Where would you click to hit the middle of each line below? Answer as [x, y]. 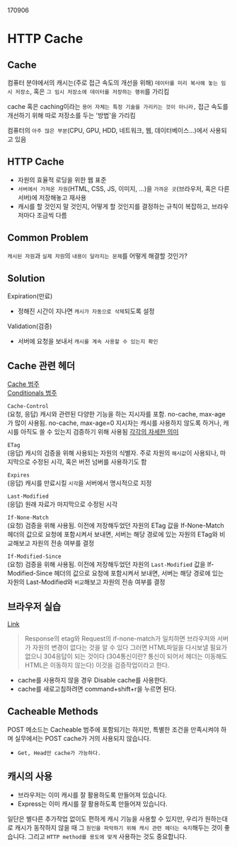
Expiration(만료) [30, 296]
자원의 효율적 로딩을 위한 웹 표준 [62, 180]
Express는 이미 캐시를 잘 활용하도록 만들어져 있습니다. [92, 804]
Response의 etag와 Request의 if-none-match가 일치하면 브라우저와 [120, 638]
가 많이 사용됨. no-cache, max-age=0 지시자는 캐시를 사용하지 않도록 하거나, [114, 423]
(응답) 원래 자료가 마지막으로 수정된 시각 [63, 504]
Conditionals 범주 [32, 393]
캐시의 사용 [30, 777]
